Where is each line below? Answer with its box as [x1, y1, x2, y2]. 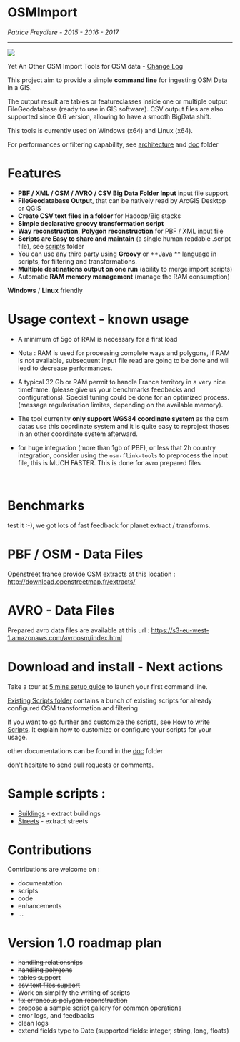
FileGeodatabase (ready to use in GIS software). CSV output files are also [7, 104, 224, 113]
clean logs [17, 1019, 49, 1028]
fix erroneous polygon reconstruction [17, 996, 128, 1005]
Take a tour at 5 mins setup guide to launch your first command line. [7, 682, 209, 690]
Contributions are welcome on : [7, 865, 100, 874]
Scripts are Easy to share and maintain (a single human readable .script [17, 234, 231, 243]
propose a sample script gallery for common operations [17, 1003, 182, 1012]
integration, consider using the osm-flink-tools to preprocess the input [17, 451, 229, 460]
